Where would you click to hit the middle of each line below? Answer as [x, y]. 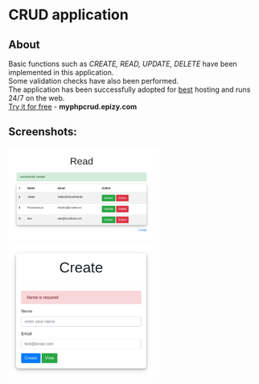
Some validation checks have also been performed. [94, 81]
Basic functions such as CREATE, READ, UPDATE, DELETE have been [123, 64]
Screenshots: [43, 132]
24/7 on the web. [37, 98]
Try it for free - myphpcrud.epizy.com [73, 107]
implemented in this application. [61, 72]
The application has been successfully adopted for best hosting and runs [129, 89]
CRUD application [68, 15]
